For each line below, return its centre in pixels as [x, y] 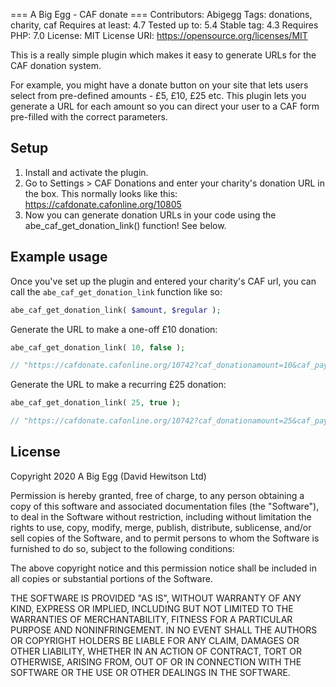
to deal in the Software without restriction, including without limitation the [161, 516]
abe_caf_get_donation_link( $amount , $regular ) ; [116, 310]
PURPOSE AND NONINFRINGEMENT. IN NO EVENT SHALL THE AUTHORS [164, 630]
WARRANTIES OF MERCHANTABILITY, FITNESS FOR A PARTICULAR [151, 619]
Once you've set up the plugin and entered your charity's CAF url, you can [163, 281]
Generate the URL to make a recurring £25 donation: [118, 385]
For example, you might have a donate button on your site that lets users [159, 85]
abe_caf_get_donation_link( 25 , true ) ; [96, 403]
